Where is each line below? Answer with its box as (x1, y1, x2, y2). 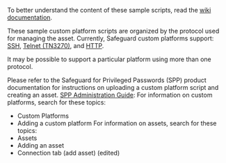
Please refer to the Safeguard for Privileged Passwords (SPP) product (7, 76, 207, 84)
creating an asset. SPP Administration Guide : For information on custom (7, 91, 213, 99)
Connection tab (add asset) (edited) (17, 149, 120, 157)
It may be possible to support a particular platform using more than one (7, 55, 211, 63)
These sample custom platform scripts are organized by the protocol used (7, 27, 220, 35)
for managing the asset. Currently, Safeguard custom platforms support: (7, 34, 214, 42)
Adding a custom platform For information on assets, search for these (17, 119, 217, 127)
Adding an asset (17, 141, 65, 149)
